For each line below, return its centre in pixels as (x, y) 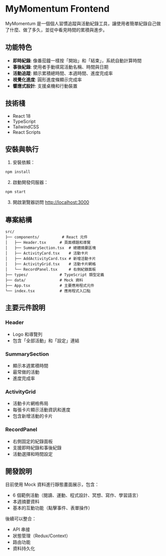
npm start (16, 192)
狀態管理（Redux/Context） (41, 536)
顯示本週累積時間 (30, 365)
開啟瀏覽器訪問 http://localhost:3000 (51, 202)
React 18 (22, 116)
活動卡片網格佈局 (30, 403)
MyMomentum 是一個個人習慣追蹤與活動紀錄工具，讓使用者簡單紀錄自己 (81, 23)
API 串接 (21, 530)
